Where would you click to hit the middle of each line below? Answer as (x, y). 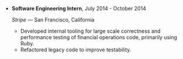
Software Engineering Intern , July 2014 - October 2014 (79, 8)
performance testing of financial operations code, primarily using (99, 37)
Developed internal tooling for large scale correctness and (90, 31)
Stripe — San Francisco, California (53, 20)
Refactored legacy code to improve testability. (76, 50)
